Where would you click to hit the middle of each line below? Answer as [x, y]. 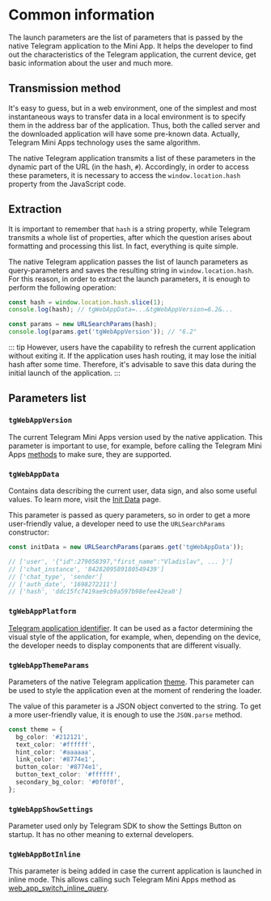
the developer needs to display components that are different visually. [125, 645]
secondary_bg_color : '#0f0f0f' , [70, 782]
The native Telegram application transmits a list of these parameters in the [132, 158]
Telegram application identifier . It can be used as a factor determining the [131, 628]
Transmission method [65, 89]
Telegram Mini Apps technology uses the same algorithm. [104, 142]
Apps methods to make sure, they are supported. [90, 454]
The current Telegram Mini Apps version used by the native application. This [135, 437]
